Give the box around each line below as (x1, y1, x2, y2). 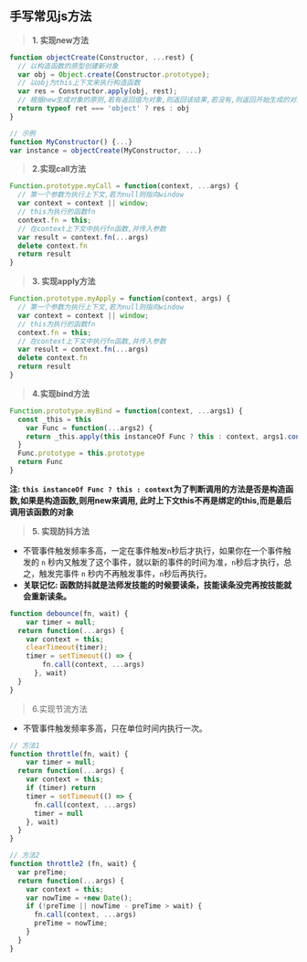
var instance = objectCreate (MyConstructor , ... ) (9, 145, 203, 155)
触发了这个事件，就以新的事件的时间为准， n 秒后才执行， (71, 556, 285, 567)
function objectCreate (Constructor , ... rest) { (9, 53, 195, 62)
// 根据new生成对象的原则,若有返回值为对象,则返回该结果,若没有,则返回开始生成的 (17, 95, 291, 105)
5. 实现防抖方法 (31, 525, 90, 536)
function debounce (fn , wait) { (9, 608, 129, 618)
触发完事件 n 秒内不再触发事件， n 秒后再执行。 (38, 567, 213, 578)
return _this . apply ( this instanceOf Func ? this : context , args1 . (26, 432, 288, 441)
